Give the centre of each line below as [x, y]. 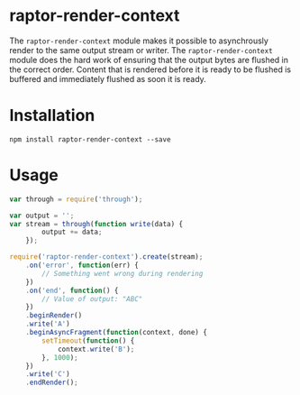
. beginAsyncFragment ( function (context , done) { [116, 333]
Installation [52, 116]
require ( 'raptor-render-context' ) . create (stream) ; [106, 257]
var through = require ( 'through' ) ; [76, 199]
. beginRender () [54, 316]
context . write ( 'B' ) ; [96, 349]
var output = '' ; [42, 216]
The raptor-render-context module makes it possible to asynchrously [139, 41]
